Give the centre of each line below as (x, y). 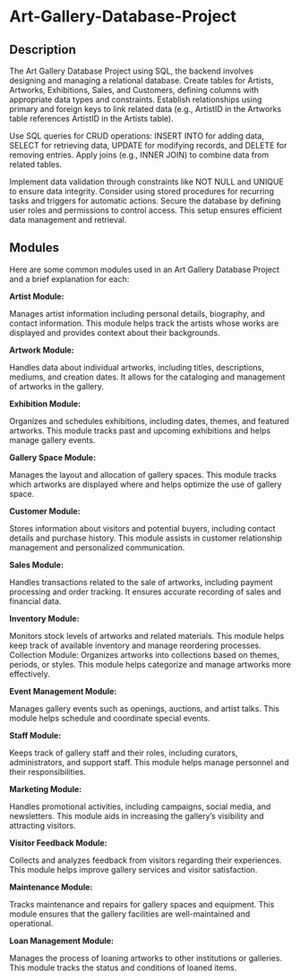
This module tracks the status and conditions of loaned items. (123, 967)
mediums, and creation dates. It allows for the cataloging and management (147, 377)
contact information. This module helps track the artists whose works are (144, 323)
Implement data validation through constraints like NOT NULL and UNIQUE (146, 182)
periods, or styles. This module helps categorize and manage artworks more (150, 664)
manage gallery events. (52, 439)
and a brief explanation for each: (69, 278)
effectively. (30, 674)
